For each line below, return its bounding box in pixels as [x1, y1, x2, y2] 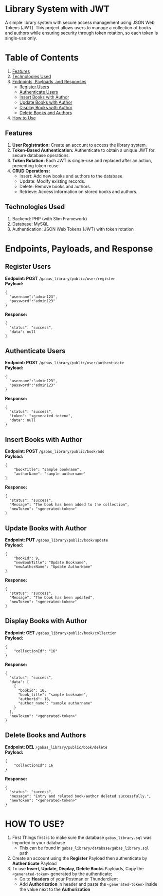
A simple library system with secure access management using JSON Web [5, 19, 155, 25]
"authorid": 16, [18, 696, 51, 701]
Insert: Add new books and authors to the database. [19, 173, 124, 179]
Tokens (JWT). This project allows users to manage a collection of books [5, 24, 151, 30]
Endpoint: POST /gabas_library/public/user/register [5, 275, 115, 281]
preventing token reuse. [12, 162, 60, 169]
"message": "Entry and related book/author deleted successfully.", [9, 794, 151, 799]
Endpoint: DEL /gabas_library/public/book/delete [5, 744, 108, 750]
